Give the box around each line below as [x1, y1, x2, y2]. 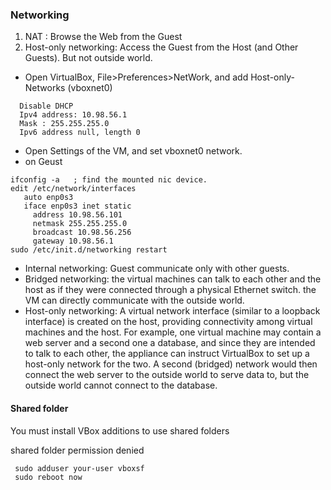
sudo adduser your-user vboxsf [14, 463, 145, 473]
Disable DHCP [19, 101, 74, 112]
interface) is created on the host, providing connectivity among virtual [24, 316, 313, 328]
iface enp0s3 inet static [23, 201, 132, 212]
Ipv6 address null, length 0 [19, 128, 141, 138]
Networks [24, 82, 66, 94]
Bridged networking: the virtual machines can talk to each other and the [24, 273, 322, 285]
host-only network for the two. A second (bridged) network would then [24, 358, 318, 370]
